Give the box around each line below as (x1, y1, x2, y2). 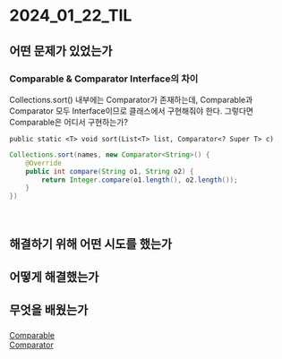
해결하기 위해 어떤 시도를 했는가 (9, 236, 173, 252)
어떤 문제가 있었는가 (9, 43, 113, 58)
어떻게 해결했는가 (9, 269, 99, 285)
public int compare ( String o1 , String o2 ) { (25, 167, 194, 175)
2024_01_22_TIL (9, 5, 132, 26)
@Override (25, 158, 63, 167)
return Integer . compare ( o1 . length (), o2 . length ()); (41, 175, 239, 184)
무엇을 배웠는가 (9, 303, 89, 318)
